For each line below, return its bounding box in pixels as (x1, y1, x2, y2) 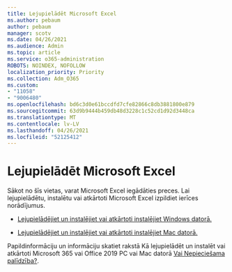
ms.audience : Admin (7, 43, 64, 50)
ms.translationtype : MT (7, 114, 77, 121)
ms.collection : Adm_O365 (7, 75, 79, 82)
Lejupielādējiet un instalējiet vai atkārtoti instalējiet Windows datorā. (17, 215, 212, 223)
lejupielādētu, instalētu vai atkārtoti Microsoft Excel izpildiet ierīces (7, 194, 199, 202)
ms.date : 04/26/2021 (7, 36, 68, 43)
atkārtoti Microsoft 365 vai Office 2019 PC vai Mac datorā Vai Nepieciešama (7, 249, 225, 258)
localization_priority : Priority (7, 68, 105, 75)
